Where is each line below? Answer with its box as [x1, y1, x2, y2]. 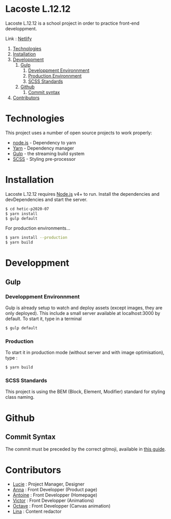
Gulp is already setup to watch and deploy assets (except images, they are [5, 305, 163, 311]
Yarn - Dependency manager [12, 145, 74, 151]
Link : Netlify [5, 35, 32, 42]
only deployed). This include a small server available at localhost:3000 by [5, 310, 160, 317]
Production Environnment [28, 72, 82, 79]
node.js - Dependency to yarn [12, 139, 76, 145]
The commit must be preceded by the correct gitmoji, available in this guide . [5, 446, 166, 452]
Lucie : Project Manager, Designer [12, 481, 84, 487]
